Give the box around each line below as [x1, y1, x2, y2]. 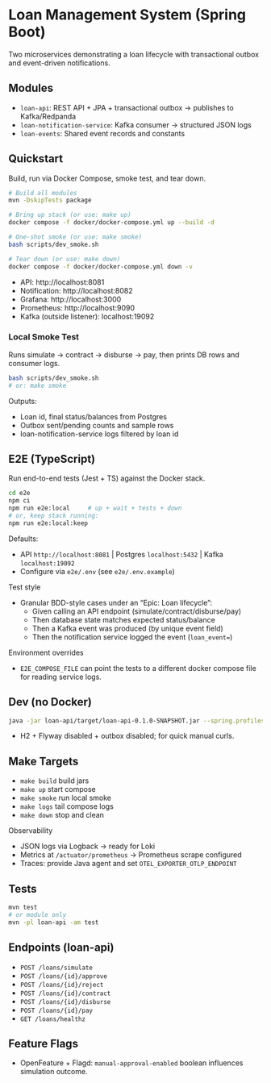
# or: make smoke [8, 381, 67, 389]
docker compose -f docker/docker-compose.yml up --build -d [8, 219, 215, 227]
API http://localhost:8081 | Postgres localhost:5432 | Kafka [19, 549, 223, 559]
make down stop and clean [19, 810, 105, 820]
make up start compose [19, 785, 96, 794]
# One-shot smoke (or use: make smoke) [8, 233, 143, 241]
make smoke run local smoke [19, 793, 111, 803]
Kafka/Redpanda [19, 111, 77, 121]
